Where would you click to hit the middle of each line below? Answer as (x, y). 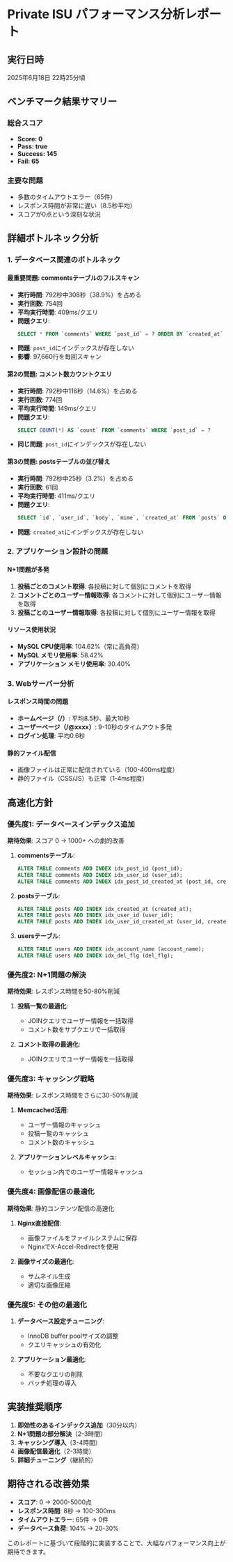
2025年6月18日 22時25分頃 (46, 78)
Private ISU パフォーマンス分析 (96, 14)
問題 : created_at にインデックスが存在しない (80, 532)
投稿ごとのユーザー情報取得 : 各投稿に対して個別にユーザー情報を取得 (116, 612)
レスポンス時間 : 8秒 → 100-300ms (66, 1510)
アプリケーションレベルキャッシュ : (67, 1157)
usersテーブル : (39, 936)
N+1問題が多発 (29, 570)
